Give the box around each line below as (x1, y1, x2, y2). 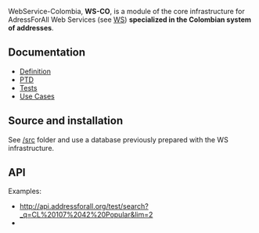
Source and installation (8, 114, 124, 127)
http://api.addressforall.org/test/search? (19, 202, 149, 211)
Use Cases (19, 91, 55, 101)
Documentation (8, 46, 86, 59)
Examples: (8, 187, 41, 196)
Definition (19, 66, 51, 76)
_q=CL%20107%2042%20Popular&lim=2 (19, 210, 153, 220)
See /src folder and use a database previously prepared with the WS (8, 134, 228, 144)
